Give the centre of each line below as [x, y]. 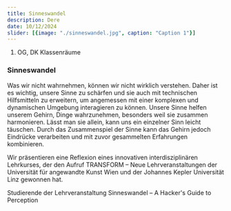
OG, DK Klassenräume [49, 52]
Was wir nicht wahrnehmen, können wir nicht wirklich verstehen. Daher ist [113, 85]
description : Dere [33, 20]
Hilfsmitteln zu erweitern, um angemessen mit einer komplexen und [103, 100]
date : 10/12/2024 [32, 26]
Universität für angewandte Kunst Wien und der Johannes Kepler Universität [115, 172]
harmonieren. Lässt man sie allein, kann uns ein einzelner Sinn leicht [104, 122]
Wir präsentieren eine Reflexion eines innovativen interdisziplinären [103, 157]
